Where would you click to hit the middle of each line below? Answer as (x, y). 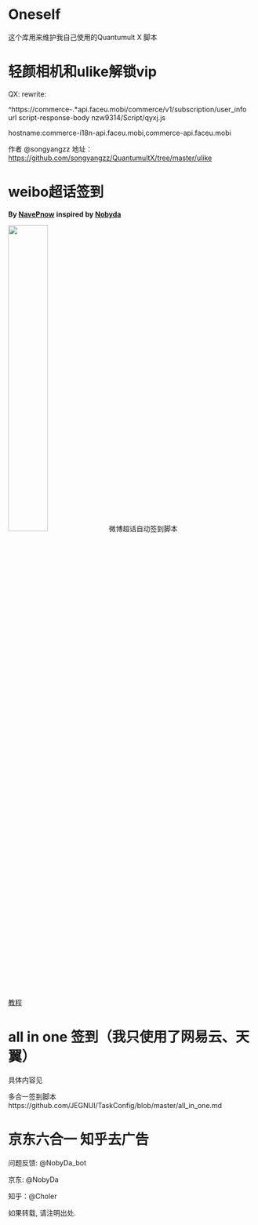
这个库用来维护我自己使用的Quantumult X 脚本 (83, 37)
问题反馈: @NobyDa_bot (47, 1162)
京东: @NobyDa (33, 1179)
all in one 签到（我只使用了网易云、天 (129, 1037)
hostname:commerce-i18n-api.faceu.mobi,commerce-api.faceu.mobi (120, 133)
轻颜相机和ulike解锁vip (82, 72)
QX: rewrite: (27, 94)
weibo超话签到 (56, 192)
